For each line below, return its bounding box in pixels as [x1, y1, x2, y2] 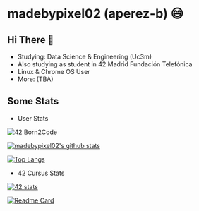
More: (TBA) [17, 75, 54, 83]
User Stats [17, 114, 49, 122]
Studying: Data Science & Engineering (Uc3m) [17, 52, 152, 61]
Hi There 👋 [7, 34, 54, 46]
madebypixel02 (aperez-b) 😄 [7, 6, 184, 22]
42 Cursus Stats [17, 169, 65, 177]
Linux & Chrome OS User [17, 68, 90, 76]
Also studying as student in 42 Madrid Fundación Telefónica [17, 60, 193, 68]
